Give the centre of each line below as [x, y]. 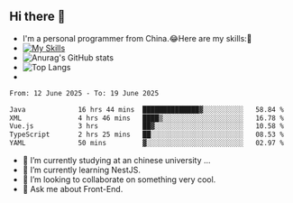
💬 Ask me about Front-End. [73, 189]
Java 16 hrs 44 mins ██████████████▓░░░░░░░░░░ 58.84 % [146, 109]
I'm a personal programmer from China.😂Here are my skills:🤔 [137, 38]
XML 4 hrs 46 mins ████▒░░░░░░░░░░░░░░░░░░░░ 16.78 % [146, 118]
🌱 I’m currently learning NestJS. [82, 170]
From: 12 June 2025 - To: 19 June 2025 [84, 93]
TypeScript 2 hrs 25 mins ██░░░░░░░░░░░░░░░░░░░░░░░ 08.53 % [146, 135]
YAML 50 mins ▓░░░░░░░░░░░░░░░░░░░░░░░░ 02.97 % [146, 143]
